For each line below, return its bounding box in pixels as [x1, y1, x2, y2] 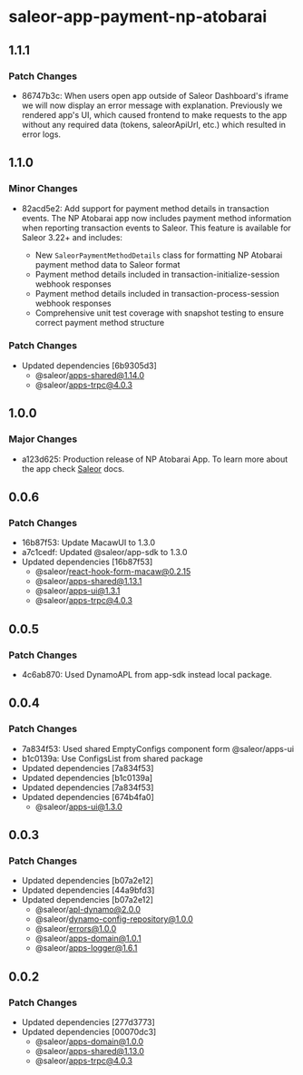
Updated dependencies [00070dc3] [21, 1026, 157, 1037]
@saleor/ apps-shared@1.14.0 [34, 369, 145, 380]
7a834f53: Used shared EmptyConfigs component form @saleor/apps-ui [21, 743, 295, 754]
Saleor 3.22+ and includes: [21, 231, 123, 242]
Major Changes [8, 433, 78, 445]
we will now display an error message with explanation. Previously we [21, 100, 283, 111]
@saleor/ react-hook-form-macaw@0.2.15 [34, 566, 191, 577]
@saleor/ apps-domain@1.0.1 [34, 933, 142, 944]
